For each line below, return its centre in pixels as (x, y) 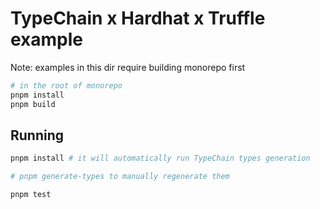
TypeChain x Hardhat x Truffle (138, 18)
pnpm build (33, 104)
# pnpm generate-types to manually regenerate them (120, 177)
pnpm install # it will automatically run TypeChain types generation (160, 158)
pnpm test (31, 195)
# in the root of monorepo (66, 85)
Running (37, 135)
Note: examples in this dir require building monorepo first (128, 67)
